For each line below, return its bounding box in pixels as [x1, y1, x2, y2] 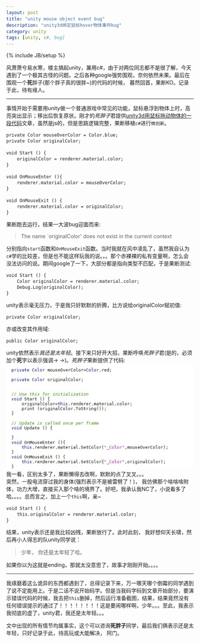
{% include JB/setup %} [6, 52, 65, 59]
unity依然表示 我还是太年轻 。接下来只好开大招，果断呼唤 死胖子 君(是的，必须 [6, 349, 192, 357]
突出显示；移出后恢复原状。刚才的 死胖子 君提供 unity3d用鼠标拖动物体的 [11, 112, 186, 119]
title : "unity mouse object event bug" [6, 15, 105, 22]
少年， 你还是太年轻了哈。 [20, 548, 85, 556]
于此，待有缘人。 [6, 86, 48, 94]
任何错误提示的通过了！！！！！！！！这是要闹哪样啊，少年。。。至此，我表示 [6, 602, 194, 609]
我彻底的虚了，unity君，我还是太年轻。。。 [6, 609, 107, 616]
